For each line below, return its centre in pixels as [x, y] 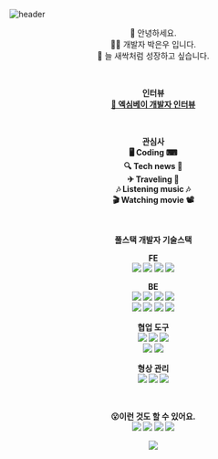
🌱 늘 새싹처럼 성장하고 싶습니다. [153, 56]
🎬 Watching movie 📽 [153, 200]
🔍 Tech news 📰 [153, 166]
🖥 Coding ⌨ [153, 152]
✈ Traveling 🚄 [153, 179]
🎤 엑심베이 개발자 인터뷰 [153, 104]
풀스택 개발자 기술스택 [153, 240]
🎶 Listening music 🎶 [153, 189]
